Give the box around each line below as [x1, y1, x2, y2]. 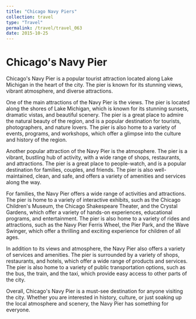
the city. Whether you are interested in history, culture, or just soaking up [6, 294, 182, 301]
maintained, [6, 172, 35, 179]
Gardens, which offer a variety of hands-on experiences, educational [6, 209, 173, 216]
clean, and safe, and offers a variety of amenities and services [35, 172, 186, 179]
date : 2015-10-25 [6, 30, 49, 36]
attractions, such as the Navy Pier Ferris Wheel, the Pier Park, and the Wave [6, 221, 189, 229]
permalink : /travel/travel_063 [6, 25, 82, 31]
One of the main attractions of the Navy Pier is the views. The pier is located [6, 99, 190, 106]
